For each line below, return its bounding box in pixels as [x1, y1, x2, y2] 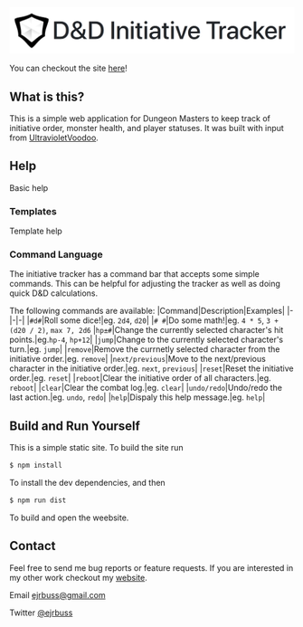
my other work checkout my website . [9, 572, 147, 583]
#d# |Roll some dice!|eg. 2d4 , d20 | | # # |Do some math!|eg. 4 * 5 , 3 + [29, 315, 279, 326]
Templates [9, 204, 57, 217]
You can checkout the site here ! [9, 62, 128, 74]
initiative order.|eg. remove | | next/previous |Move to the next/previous [9, 354, 267, 365]
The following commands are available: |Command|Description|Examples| [9, 306, 285, 317]
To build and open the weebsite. [9, 512, 129, 523]
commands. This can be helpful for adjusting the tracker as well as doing [9, 279, 280, 290]
